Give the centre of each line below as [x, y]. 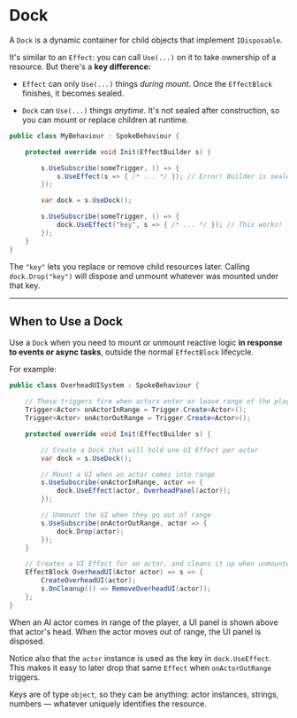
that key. [25, 285]
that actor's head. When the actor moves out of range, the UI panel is [135, 631]
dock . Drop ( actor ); [90, 531]
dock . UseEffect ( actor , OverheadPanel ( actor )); [144, 491]
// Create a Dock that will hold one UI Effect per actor [150, 450]
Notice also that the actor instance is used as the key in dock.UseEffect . [141, 658]
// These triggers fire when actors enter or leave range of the [148, 402]
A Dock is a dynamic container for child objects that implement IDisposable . [146, 40]
